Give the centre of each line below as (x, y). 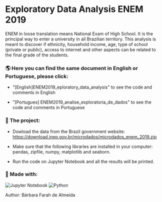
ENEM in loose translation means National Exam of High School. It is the (79, 33)
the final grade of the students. (37, 55)
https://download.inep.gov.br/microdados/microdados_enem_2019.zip (84, 136)
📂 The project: (23, 120)
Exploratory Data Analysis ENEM (74, 9)
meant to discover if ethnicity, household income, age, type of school (76, 44)
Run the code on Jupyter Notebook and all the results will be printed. (83, 161)
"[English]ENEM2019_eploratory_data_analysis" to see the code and (82, 87)
